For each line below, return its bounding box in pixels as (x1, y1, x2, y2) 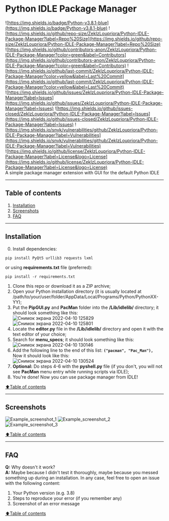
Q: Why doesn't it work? (5, 464, 55, 470)
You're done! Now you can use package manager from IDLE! (12, 374, 138, 380)
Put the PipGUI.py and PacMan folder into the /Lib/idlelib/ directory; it (12, 304, 159, 310)
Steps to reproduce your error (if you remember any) (12, 495, 122, 501)
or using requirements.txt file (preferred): (5, 264, 93, 270)
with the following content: (5, 480, 60, 486)
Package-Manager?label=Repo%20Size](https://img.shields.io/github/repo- (5, 36, 162, 42)
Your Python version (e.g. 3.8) (12, 490, 75, 496)
